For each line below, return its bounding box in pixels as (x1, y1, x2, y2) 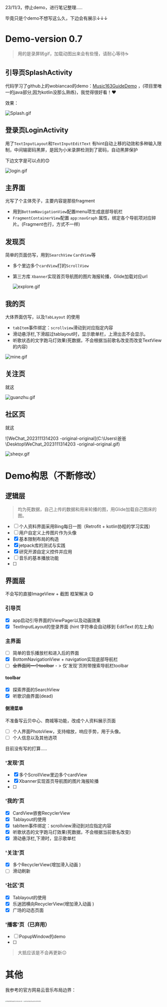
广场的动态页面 (12, 907, 44, 913)
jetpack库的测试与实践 (19, 542, 66, 548)
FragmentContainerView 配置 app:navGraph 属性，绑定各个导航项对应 (12, 215, 152, 221)
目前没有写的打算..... (5, 746, 47, 751)
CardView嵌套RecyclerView (12, 810, 71, 816)
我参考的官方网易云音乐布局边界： (5, 987, 76, 993)
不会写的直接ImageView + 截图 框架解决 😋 (5, 591, 94, 597)
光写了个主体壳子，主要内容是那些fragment (5, 198, 95, 204)
